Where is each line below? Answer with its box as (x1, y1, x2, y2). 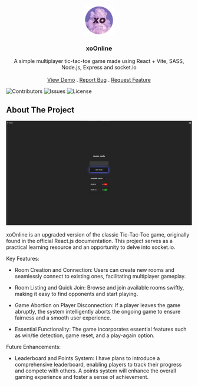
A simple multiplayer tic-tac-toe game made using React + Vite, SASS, (14, 58, 184, 65)
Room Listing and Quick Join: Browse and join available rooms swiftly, (14, 284, 184, 291)
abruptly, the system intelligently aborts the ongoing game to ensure (14, 308, 181, 315)
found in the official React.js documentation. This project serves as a (6, 237, 173, 244)
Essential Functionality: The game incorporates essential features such (14, 325, 187, 332)
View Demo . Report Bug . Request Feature (47, 76, 151, 84)
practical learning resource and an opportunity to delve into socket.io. (6, 244, 176, 251)
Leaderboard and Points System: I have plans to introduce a (14, 354, 160, 361)
